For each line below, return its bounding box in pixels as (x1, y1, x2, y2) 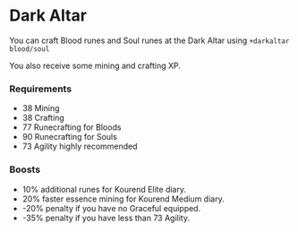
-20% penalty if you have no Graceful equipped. (21, 202, 201, 213)
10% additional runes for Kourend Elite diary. (21, 184, 186, 194)
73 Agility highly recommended (21, 141, 138, 152)
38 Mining (21, 103, 60, 114)
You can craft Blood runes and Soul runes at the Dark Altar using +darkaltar (9, 35, 290, 46)
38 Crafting (21, 113, 64, 124)
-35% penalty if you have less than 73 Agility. (21, 212, 191, 223)
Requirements (9, 82, 72, 95)
